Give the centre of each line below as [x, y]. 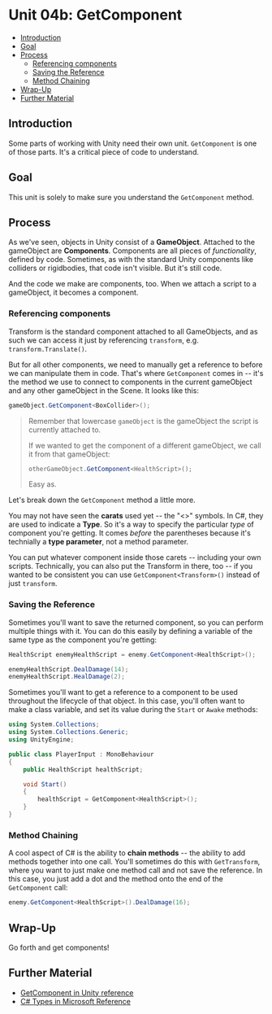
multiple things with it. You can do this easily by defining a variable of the [131, 631]
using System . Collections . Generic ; [69, 732]
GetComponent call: [38, 888]
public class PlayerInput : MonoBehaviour [81, 754]
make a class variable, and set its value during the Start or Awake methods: [133, 710]
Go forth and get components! [59, 947]
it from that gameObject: [69, 454]
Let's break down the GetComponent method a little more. [102, 500]
